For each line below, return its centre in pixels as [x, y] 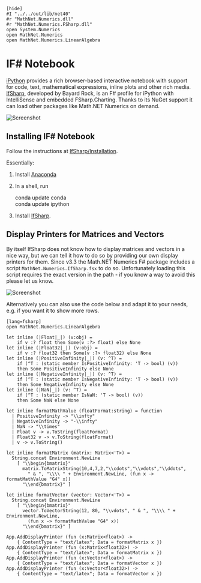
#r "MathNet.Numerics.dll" [40, 19]
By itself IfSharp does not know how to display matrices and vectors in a [95, 249]
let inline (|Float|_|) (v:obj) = [49, 337]
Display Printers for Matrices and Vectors [85, 234]
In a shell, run [31, 186]
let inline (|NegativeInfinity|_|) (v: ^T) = [64, 374]
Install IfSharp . [33, 216]
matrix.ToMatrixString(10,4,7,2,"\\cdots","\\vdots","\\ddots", [104, 468]
